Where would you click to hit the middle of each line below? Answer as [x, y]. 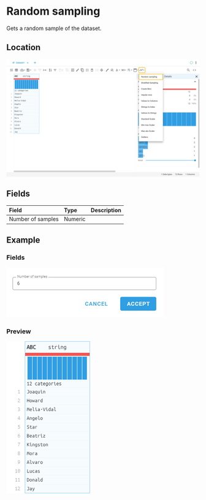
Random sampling [53, 11]
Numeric [75, 219]
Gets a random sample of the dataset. [54, 28]
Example [23, 240]
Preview [19, 331]
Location [24, 47]
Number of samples [34, 219]
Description [106, 210]
